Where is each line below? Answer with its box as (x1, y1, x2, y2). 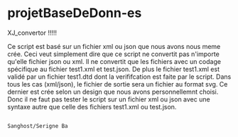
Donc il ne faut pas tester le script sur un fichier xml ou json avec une (7, 94, 211, 104)
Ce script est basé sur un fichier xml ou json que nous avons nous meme (7, 42, 221, 50)
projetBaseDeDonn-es (7, 5, 142, 21)
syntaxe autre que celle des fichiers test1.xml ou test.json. (7, 102, 177, 111)
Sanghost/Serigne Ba (7, 122, 69, 129)
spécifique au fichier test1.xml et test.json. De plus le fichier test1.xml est (7, 65, 220, 73)
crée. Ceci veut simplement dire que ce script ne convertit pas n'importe (7, 50, 220, 58)
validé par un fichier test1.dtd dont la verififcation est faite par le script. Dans (7, 72, 232, 81)
